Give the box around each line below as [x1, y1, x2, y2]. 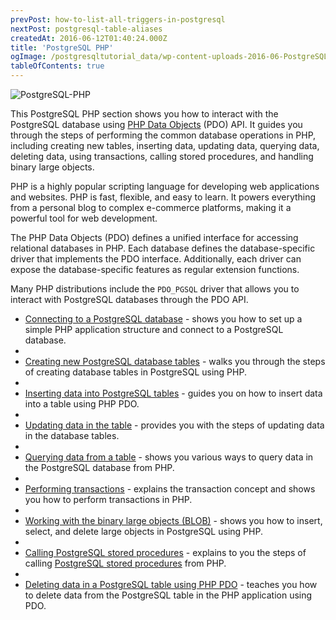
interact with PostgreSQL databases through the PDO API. [10, 294, 249, 305]
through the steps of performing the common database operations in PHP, [10, 129, 317, 141]
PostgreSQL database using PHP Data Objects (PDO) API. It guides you [10, 119, 303, 130]
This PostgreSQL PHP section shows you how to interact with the [10, 108, 279, 120]
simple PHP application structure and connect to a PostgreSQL [24, 324, 284, 335]
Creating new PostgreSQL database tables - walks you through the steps [24, 356, 326, 367]
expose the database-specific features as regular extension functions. [10, 264, 300, 275]
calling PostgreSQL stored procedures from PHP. [24, 557, 227, 569]
